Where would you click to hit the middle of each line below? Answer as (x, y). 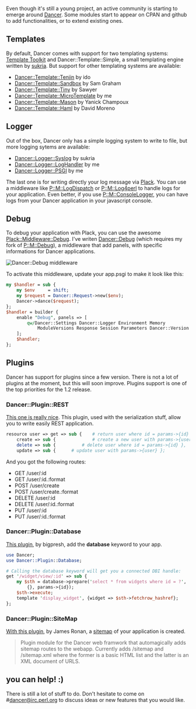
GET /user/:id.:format (40, 479)
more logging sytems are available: (48, 147)
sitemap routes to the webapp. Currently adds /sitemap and (92, 649)
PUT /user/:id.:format (40, 516)
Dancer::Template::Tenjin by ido (52, 77)
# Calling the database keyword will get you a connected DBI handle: (94, 571)
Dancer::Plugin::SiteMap (42, 618)
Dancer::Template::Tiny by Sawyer (56, 89)
